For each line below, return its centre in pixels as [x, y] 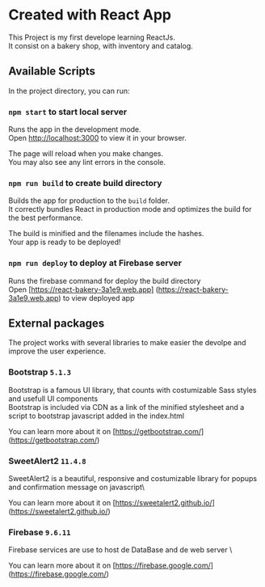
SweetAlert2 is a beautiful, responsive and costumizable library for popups [132, 479]
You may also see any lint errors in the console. [87, 163]
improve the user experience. [57, 351]
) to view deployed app [97, 298]
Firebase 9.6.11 [40, 532]
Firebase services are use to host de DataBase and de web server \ [120, 550]
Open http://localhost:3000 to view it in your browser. [98, 138]
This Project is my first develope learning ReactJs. [92, 37]
